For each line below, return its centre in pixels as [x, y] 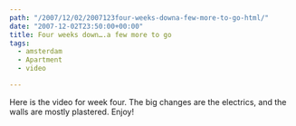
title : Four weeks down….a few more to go [91, 34]
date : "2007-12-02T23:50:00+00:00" [76, 26]
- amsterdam [40, 52]
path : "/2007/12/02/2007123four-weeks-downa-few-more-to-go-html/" [139, 18]
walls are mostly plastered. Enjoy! [72, 111]
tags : [19, 43]
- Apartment [40, 60]
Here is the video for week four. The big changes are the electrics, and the [148, 102]
